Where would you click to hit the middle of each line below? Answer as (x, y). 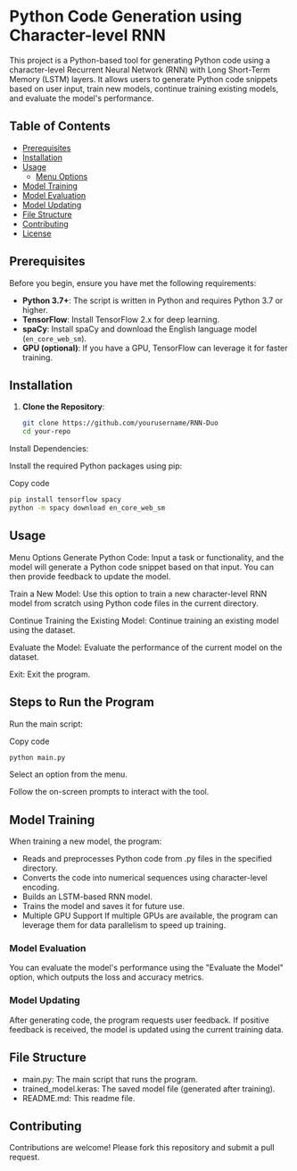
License (37, 233)
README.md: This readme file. (78, 1098)
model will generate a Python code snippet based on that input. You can (142, 567)
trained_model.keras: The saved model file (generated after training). (148, 1089)
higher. (35, 309)
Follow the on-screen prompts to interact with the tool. (109, 792)
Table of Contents (60, 126)
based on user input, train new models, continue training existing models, (144, 88)
